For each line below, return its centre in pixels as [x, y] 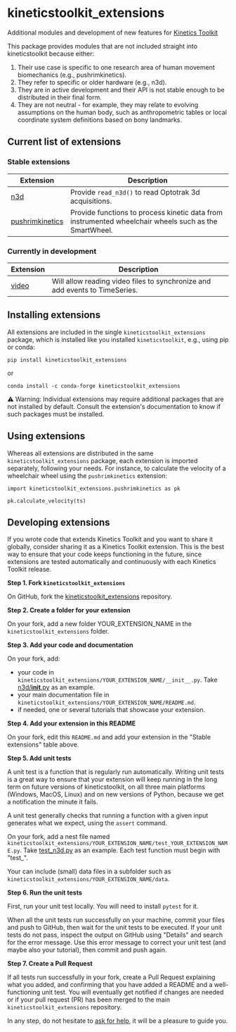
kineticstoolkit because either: [51, 54]
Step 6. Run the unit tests [45, 892]
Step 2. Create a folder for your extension [69, 610]
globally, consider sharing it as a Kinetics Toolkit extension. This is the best [116, 547]
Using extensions [46, 436]
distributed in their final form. [59, 97]
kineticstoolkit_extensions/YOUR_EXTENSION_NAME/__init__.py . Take [117, 680]
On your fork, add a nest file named [59, 837]
